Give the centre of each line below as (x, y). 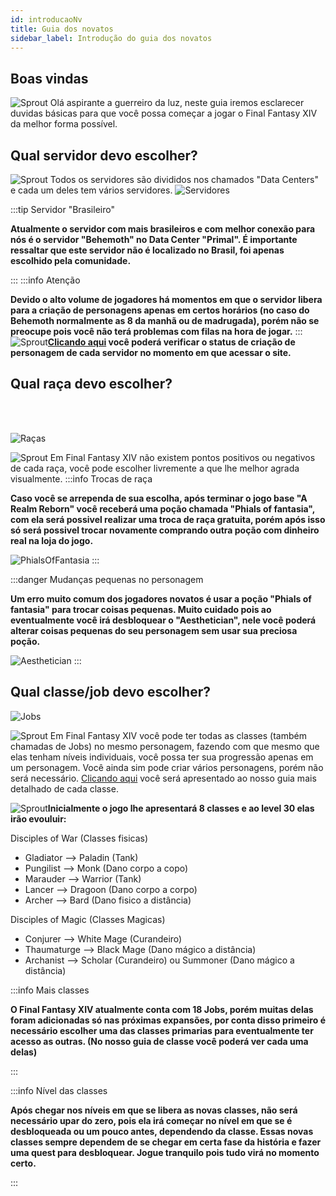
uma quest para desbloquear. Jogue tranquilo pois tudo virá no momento (165, 1152)
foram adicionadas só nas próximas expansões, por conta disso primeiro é (168, 1020)
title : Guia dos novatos (62, 29)
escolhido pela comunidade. (71, 260)
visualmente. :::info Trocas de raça (81, 478)
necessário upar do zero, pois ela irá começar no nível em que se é (151, 1120)
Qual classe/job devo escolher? (110, 692)
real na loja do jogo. (52, 540)
